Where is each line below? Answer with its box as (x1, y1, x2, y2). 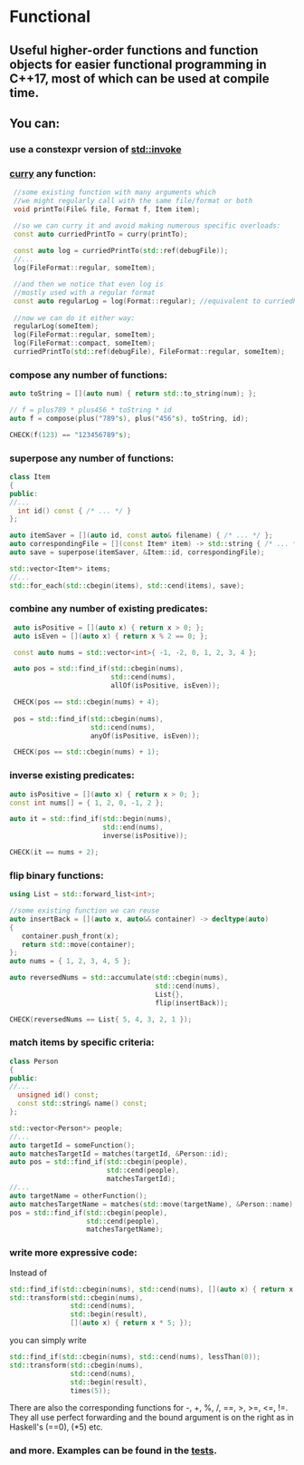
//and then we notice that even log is (13, 279, 165, 289)
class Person (9, 1057, 59, 1066)
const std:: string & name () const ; (17, 1099, 147, 1109)
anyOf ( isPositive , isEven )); (90, 731, 201, 740)
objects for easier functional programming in (9, 56, 267, 72)
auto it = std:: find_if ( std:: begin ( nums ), (9, 815, 172, 824)
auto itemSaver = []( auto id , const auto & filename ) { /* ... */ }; (9, 531, 273, 541)
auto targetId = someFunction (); (9, 1140, 136, 1149)
